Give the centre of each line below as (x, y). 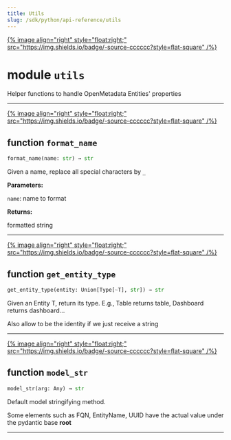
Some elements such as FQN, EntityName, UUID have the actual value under (115, 415)
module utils (46, 75)
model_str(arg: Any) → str (46, 388)
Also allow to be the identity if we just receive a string (83, 323)
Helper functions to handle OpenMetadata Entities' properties (94, 94)
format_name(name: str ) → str (51, 159)
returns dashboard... (36, 310)
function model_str (47, 373)
